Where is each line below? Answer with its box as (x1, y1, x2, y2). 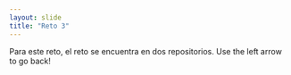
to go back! (9, 55, 51, 66)
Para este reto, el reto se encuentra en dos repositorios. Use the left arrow (9, 46, 283, 56)
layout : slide (9, 12, 62, 22)
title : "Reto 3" (9, 21, 70, 30)
